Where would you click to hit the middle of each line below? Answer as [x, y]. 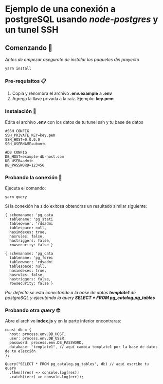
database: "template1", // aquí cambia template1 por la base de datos [84, 347]
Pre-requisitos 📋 [26, 81]
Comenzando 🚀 [29, 48]
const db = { [18, 330]
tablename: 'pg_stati [31, 219]
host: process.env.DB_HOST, [38, 334]
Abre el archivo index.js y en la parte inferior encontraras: [63, 321]
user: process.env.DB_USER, [38, 339]
